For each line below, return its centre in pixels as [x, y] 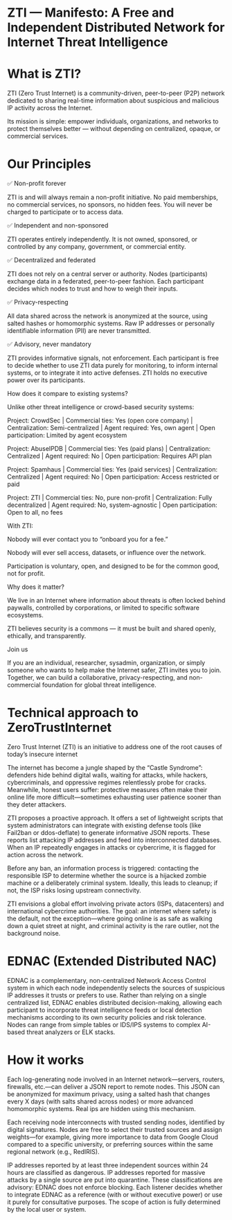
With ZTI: [20, 526]
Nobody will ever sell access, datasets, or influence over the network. [107, 553]
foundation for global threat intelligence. [99, 685]
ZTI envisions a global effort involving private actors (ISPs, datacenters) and [116, 904]
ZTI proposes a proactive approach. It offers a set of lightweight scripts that [115, 818]
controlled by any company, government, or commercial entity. [97, 247]
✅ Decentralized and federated [51, 260]
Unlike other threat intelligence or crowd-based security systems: [101, 407]
